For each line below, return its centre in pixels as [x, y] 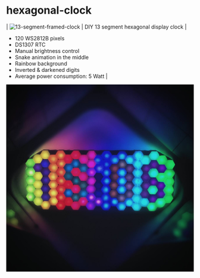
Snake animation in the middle [52, 57]
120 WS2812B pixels [40, 38]
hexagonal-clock [49, 10]
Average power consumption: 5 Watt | [61, 76]
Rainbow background [41, 64]
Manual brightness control [47, 50]
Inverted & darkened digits [47, 69]
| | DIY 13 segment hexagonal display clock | [96, 27]
